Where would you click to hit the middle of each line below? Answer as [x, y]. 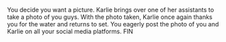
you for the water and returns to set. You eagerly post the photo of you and [113, 24]
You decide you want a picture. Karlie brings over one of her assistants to [111, 10]
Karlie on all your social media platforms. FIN [70, 31]
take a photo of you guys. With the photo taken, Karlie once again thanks [110, 17]
